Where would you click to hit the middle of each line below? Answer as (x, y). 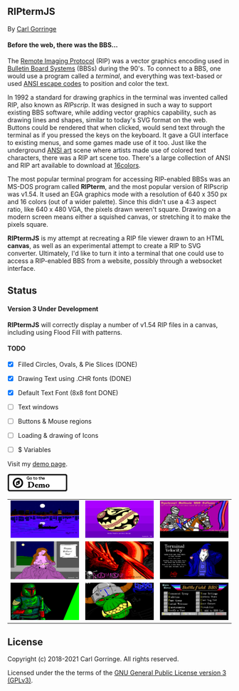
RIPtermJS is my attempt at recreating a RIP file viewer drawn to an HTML (116, 238)
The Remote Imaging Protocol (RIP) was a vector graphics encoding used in (118, 61)
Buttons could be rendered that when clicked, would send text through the (116, 128)
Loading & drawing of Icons (58, 436)
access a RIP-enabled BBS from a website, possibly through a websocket (115, 261)
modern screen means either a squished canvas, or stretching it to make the (119, 217)
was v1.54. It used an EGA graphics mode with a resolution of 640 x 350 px (117, 194)
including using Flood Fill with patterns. (65, 332)
